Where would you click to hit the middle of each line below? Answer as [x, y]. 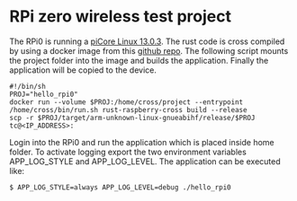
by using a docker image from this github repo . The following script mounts [149, 50]
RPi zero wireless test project [121, 17]
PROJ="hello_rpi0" [44, 94]
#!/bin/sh [28, 86]
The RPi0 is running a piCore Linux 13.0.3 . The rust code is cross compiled [147, 41]
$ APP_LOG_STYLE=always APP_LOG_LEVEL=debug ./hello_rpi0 [120, 187]
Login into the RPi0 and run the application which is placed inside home [142, 142]
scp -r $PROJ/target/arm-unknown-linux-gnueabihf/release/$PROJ [132, 118]
